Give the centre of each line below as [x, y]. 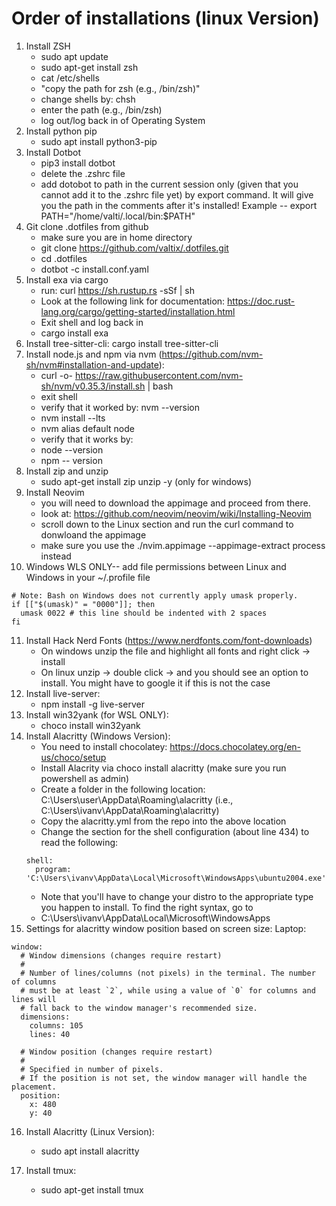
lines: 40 [50, 1034]
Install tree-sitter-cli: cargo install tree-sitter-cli [122, 343]
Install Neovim [55, 492]
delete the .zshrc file [83, 173]
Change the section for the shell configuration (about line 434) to [175, 831]
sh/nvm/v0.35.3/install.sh [93, 386]
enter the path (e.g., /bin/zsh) [101, 109]
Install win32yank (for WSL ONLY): [97, 714]
